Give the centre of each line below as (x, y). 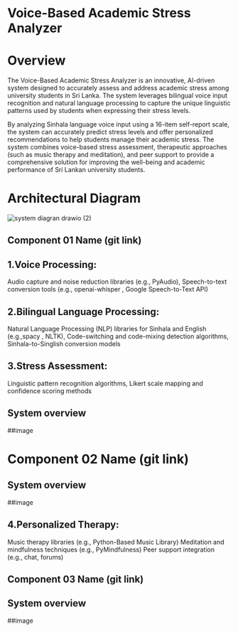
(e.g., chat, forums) (36, 557)
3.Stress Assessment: (58, 366)
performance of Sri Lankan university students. (76, 170)
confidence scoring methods (50, 391)
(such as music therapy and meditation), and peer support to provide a (111, 155)
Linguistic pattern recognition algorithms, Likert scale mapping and (106, 383)
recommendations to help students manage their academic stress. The (111, 139)
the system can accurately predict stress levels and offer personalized (110, 132)
